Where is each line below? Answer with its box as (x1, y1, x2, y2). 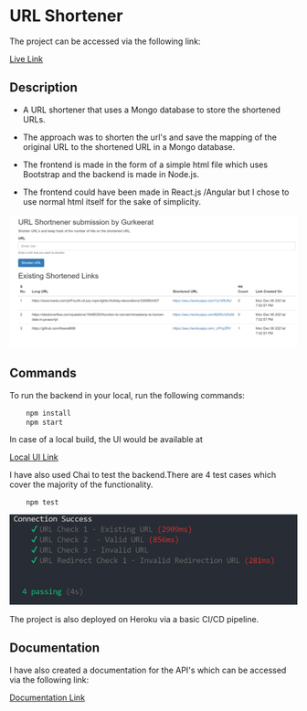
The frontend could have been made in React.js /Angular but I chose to (22, 186, 290, 197)
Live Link (9, 53, 44, 64)
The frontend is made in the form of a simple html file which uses (22, 159, 268, 170)
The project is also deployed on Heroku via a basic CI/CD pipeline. (9, 614, 259, 625)
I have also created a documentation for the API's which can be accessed (9, 664, 287, 675)
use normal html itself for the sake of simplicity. (22, 196, 202, 207)
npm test (26, 497, 59, 507)
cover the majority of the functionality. (9, 479, 153, 490)
